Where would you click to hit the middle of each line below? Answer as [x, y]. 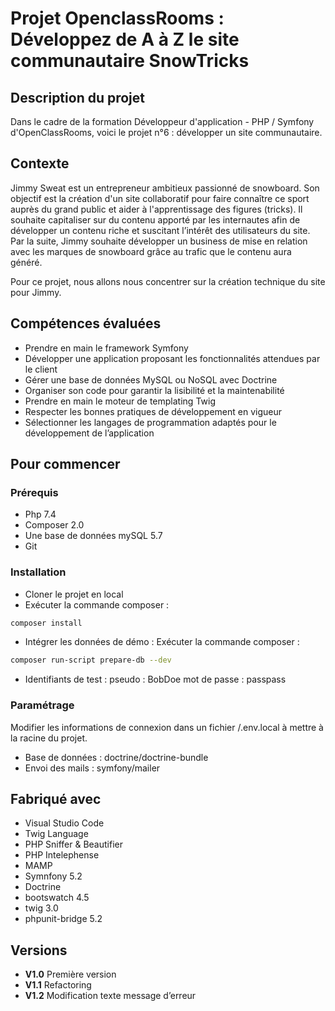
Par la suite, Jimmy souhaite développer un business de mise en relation [159, 241]
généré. [26, 262]
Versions [39, 950]
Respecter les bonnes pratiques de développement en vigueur [153, 411]
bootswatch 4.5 [57, 898]
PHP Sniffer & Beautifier [73, 844]
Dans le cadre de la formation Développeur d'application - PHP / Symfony [162, 121]
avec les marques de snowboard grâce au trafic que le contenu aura [151, 251]
